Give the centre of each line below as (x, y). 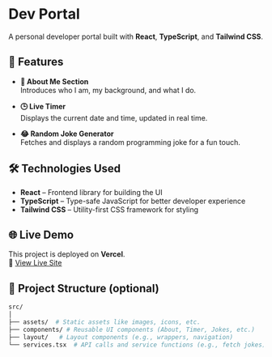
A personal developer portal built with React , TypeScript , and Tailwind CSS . (136, 36)
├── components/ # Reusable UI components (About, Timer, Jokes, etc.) (132, 329)
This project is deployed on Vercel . (67, 254)
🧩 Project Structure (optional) (84, 288)
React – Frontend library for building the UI (91, 192)
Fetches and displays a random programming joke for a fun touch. (130, 142)
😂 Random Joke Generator (67, 134)
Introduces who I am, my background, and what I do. (108, 90)
